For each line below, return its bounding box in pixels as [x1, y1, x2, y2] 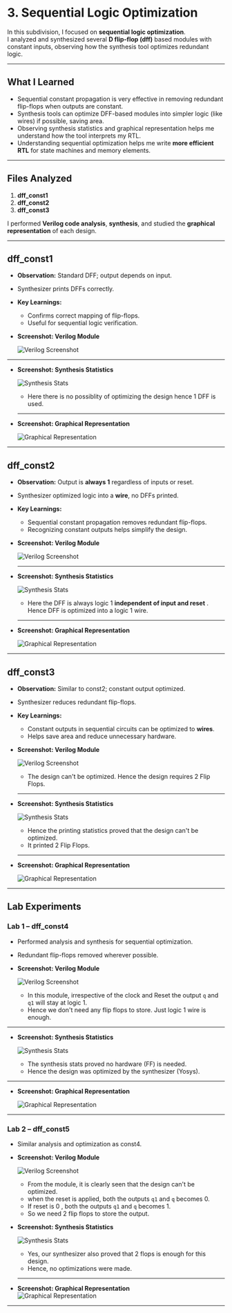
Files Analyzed [7, 173, 72, 185]
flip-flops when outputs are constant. [17, 102, 124, 110]
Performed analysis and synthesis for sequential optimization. [17, 937, 193, 946]
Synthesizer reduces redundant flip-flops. [17, 698, 137, 706]
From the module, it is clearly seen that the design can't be [27, 1179, 195, 1188]
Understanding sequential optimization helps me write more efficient [17, 138, 214, 147]
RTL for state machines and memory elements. [17, 146, 151, 154]
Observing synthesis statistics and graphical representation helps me [17, 124, 215, 132]
